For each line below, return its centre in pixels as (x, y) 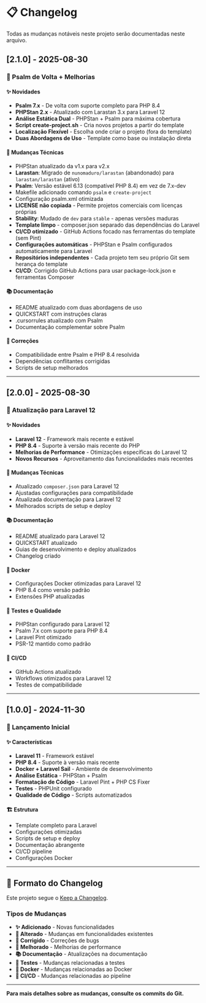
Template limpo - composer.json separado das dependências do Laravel (107, 225)
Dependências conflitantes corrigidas (63, 361)
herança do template (41, 264)
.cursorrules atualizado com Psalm (59, 320)
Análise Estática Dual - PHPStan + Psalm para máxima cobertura (98, 119)
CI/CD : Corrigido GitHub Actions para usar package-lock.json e (95, 270)
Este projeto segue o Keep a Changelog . (57, 898)
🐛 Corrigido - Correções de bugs (57, 940)
